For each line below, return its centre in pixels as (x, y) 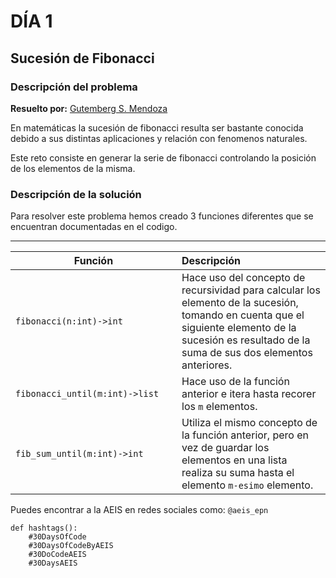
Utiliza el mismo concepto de (249, 423)
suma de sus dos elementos (247, 353)
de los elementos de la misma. (73, 168)
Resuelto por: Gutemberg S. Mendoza (89, 108)
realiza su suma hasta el (238, 473)
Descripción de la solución (76, 194)
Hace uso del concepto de (243, 278)
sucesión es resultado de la (246, 340)
